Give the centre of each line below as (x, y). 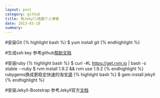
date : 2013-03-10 (23, 23)
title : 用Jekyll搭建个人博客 (32, 19)
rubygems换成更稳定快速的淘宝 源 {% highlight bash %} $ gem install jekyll (80, 74)
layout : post (18, 10)
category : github (23, 14)
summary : (14, 28)
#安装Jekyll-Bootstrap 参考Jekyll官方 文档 (47, 90)
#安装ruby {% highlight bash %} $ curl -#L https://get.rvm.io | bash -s (76, 63)
